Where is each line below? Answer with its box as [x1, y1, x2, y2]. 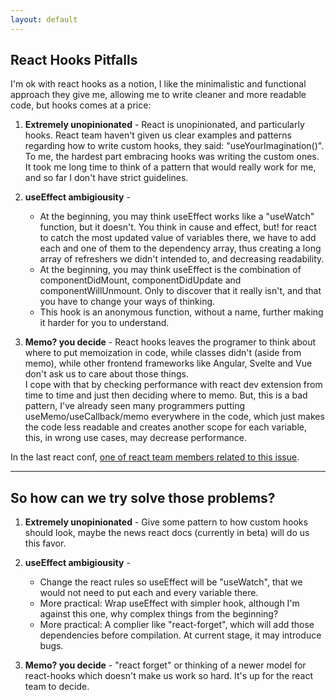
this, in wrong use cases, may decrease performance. [24, 432, 247, 444]
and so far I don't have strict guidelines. [24, 172, 189, 184]
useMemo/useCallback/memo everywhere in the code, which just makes [24, 411, 325, 423]
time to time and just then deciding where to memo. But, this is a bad [24, 389, 308, 401]
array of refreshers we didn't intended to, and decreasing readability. [39, 253, 325, 265]
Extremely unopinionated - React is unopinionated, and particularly [24, 119, 305, 131]
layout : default [10, 14, 78, 25]
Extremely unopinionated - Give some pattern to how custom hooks [24, 516, 308, 528]
